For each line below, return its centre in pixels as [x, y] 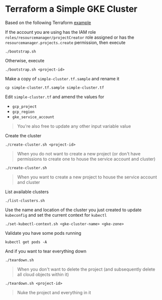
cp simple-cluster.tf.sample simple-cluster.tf [55, 87]
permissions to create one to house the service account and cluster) [86, 159]
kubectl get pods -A [26, 242]
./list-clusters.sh [25, 200]
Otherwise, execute [25, 60]
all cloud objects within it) [43, 274]
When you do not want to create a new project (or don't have [79, 153]
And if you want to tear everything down [46, 251]
